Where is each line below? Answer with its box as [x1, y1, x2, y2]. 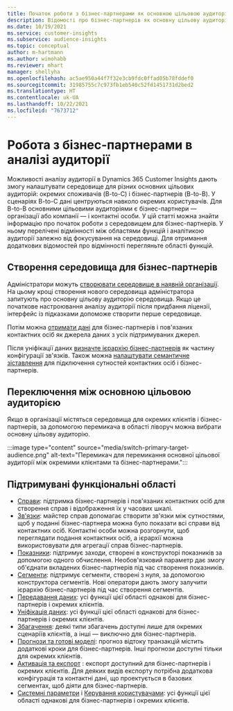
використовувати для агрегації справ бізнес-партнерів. [17, 541, 183, 550]
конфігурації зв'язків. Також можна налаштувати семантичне [7, 351, 190, 359]
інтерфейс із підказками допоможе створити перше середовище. [7, 309, 202, 318]
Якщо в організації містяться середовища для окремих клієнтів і [7, 415, 199, 424]
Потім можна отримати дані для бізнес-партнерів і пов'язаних [7, 322, 193, 331]
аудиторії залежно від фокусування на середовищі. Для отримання [7, 234, 207, 242]
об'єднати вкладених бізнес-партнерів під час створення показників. [17, 564, 224, 572]
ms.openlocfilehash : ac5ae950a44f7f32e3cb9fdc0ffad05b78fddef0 [7, 74, 194, 82]
